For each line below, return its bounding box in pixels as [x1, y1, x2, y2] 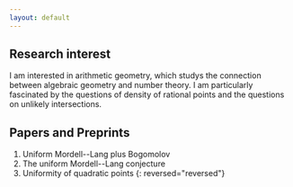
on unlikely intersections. [9, 99, 102, 110]
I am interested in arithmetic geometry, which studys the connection [9, 70, 262, 81]
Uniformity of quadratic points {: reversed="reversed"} [22, 168, 226, 179]
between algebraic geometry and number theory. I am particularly [9, 80, 253, 91]
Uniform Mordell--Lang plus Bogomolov [22, 149, 171, 160]
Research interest [9, 47, 111, 62]
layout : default [9, 13, 70, 22]
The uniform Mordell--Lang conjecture [22, 158, 166, 169]
